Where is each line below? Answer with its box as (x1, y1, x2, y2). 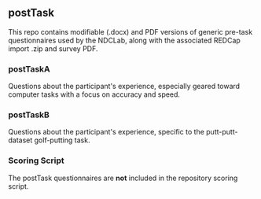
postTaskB (8, 109, 50, 120)
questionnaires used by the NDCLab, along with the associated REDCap (8, 35, 241, 45)
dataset (8, 135, 33, 145)
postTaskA (8, 63, 51, 74)
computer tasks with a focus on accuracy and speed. (8, 90, 181, 99)
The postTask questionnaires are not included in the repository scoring (8, 173, 238, 182)
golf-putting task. (34, 135, 90, 145)
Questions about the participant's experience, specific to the (8, 127, 204, 137)
